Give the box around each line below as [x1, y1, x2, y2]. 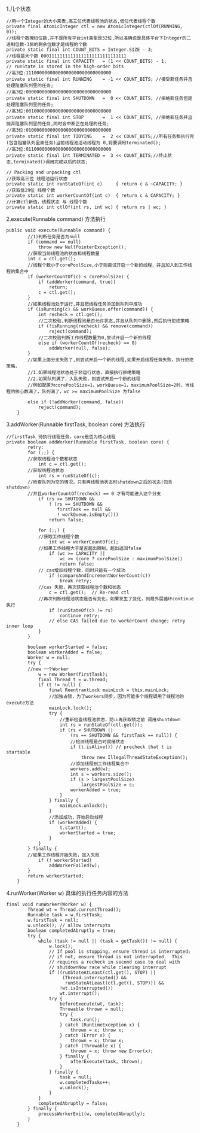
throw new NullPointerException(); [38, 244, 127, 250]
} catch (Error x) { [59, 1032, 111, 1038]
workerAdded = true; [70, 787, 121, 793]
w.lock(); [48, 943, 73, 949]
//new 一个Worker [27, 666, 69, 672]
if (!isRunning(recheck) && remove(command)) [38, 323, 153, 329]
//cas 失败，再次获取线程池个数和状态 [38, 584, 121, 590]
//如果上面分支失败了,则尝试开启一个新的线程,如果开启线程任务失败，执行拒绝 [27, 357, 194, 363]
